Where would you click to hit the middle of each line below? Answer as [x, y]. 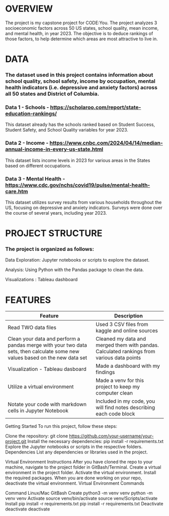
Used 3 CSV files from [122, 325]
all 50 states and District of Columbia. [52, 94]
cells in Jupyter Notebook [38, 411]
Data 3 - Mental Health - [35, 178]
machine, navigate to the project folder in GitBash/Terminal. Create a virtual [83, 467]
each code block [115, 414]
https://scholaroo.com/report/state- [96, 107]
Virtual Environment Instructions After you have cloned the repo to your [79, 462]
